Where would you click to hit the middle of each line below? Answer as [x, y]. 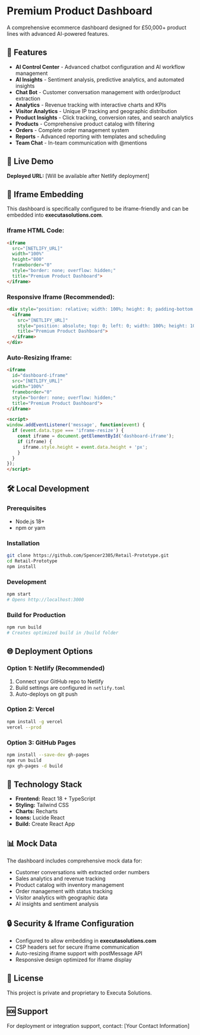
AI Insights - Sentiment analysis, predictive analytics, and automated [100, 79]
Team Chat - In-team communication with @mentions [81, 143]
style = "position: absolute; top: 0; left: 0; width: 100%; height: [102, 326]
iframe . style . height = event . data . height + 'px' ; [85, 447]
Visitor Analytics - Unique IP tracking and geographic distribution [96, 111]
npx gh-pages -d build [35, 766]
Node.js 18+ [30, 521]
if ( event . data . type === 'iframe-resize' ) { [68, 431]
